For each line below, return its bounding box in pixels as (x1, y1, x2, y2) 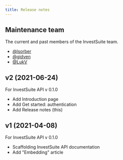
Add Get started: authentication (12, 101, 77, 107)
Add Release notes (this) (12, 107, 63, 113)
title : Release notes (5, 7, 50, 12)
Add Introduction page (12, 96, 59, 102)
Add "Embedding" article (12, 150, 63, 156)
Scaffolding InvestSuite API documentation (12, 144, 100, 150)
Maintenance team (5, 26, 64, 34)
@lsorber (12, 48, 31, 55)
